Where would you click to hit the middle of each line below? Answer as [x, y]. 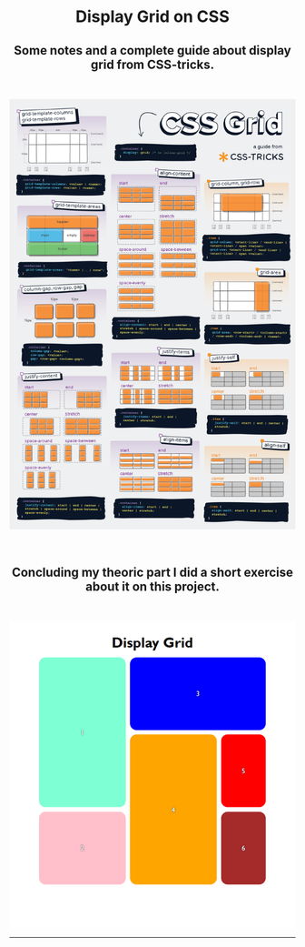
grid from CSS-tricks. [152, 64]
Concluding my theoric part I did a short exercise [152, 573]
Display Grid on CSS [152, 17]
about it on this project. [152, 587]
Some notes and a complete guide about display [152, 50]
